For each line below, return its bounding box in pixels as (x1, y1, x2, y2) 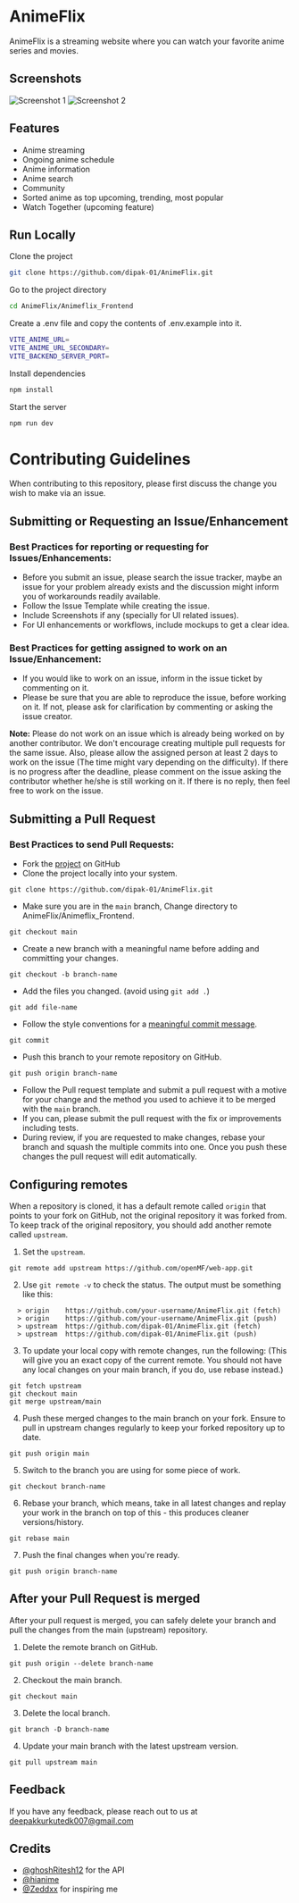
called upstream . (9, 1228, 69, 1239)
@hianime (21, 1874, 60, 1885)
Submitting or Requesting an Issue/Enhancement (9, 514, 288, 529)
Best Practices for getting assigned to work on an (9, 641, 228, 654)
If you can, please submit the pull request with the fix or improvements (21, 1113, 282, 1124)
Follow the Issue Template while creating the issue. (21, 600, 211, 611)
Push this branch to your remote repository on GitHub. (21, 1052, 222, 1062)
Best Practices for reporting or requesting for (9, 541, 210, 553)
